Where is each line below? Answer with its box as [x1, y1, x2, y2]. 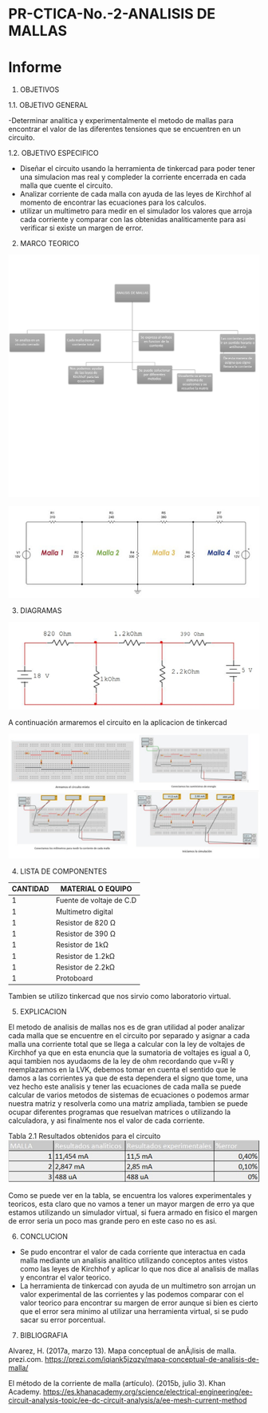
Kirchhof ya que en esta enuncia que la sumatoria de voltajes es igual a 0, [8, 1048, 251, 1057]
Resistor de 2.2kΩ [55, 962, 116, 972]
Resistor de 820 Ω [55, 917, 116, 927]
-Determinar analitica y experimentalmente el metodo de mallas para [8, 116, 234, 125]
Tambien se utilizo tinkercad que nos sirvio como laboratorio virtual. [8, 991, 231, 1001]
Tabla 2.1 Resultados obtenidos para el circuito [8, 1131, 161, 1140]
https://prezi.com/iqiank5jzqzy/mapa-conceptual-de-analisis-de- [45, 1355, 259, 1364]
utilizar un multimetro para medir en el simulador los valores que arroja [19, 206, 253, 216]
